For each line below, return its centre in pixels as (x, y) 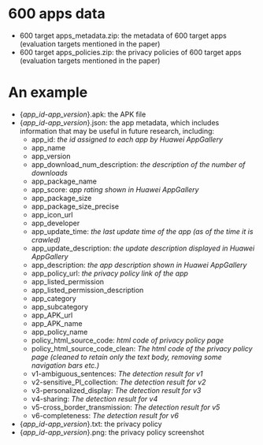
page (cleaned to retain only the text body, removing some (126, 357)
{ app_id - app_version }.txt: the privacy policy (91, 424)
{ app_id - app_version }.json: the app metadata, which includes (119, 122)
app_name (48, 147)
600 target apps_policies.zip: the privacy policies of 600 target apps (130, 52)
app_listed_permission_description (87, 290)
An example (48, 93)
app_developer (56, 223)
